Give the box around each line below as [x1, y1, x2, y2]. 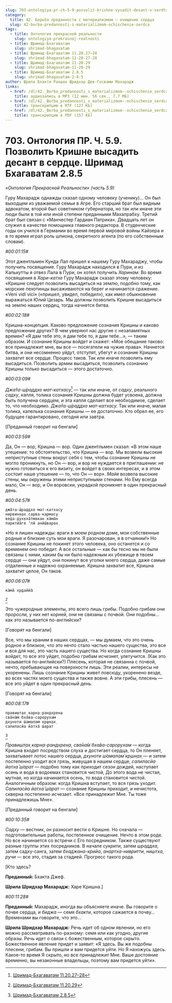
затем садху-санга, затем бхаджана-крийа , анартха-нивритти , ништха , [5, 848, 164, 854]
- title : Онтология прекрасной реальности [10, 31, 102, 37]
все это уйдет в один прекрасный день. [5, 680, 93, 687]
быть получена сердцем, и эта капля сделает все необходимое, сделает [5, 397, 165, 404]
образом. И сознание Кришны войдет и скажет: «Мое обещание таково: [5, 338, 164, 345]
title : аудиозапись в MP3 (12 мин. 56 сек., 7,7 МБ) [14, 94, 130, 99]
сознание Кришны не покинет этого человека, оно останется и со [5, 541, 150, 547]
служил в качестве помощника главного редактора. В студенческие [5, 222, 156, 228]
